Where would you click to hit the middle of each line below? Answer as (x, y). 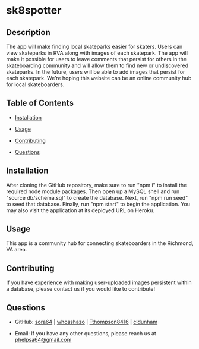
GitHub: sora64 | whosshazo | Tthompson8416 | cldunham (86, 322)
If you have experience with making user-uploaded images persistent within (99, 282)
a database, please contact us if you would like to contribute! (81, 289)
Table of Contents (40, 103)
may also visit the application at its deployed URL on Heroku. (80, 210)
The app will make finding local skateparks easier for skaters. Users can (94, 46)
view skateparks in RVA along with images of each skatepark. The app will (97, 53)
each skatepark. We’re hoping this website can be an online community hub (99, 78)
